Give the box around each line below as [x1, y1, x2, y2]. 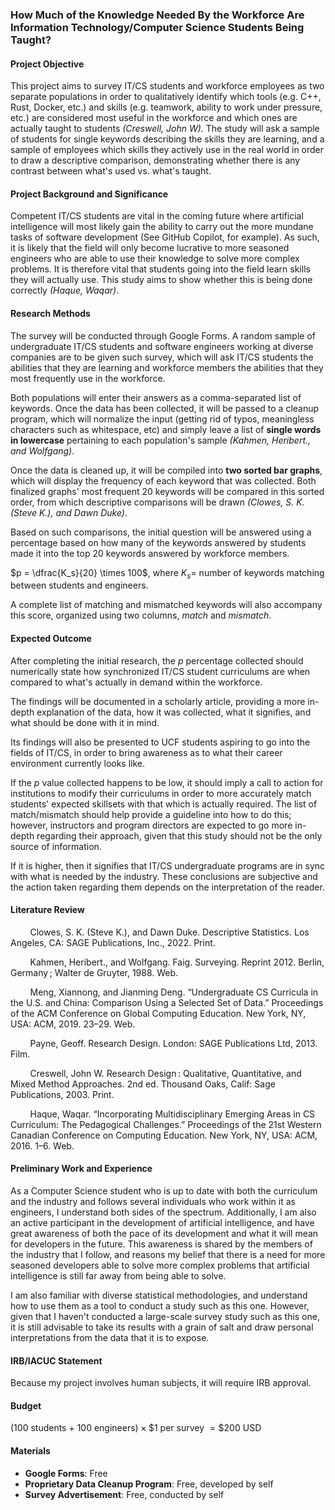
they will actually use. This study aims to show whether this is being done [10, 274, 313, 286]
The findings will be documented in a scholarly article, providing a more [10, 695, 306, 707]
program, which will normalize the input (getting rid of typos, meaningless [10, 413, 315, 425]
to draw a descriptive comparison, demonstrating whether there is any [10, 154, 301, 167]
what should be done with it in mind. [10, 716, 160, 728]
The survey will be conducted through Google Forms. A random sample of [10, 329, 316, 342]
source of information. [10, 840, 102, 852]
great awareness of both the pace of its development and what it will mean [10, 1227, 319, 1239]
